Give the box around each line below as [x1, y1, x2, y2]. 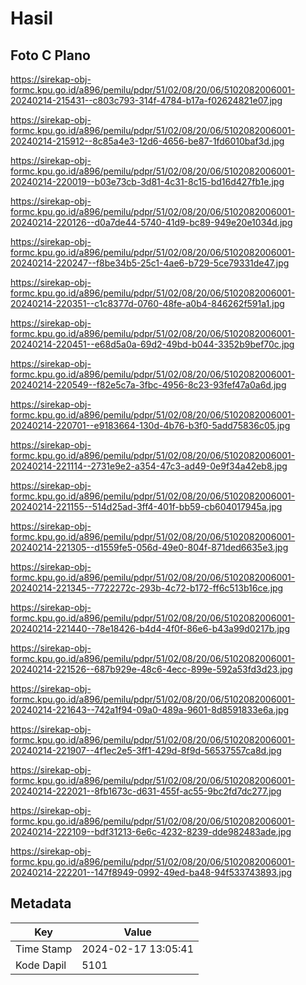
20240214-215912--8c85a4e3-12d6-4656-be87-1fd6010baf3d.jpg [10, 135, 285, 147]
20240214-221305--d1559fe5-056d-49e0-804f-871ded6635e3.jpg [10, 542, 289, 553]
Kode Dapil [15, 958, 67, 972]
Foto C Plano [10, 47, 91, 64]
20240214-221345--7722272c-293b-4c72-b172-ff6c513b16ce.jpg [10, 582, 284, 594]
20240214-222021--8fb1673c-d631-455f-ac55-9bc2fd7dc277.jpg [10, 785, 282, 797]
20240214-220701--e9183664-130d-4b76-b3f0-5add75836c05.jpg [10, 420, 291, 431]
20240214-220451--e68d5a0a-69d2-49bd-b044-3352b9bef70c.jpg [10, 338, 295, 350]
